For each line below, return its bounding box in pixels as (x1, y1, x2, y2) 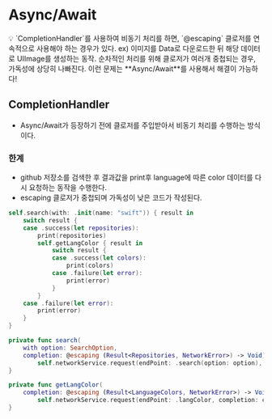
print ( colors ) (66, 261, 114, 270)
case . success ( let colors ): (51, 254, 147, 262)
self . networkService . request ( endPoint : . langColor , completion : (37, 396, 259, 404)
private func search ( (8, 336, 82, 345)
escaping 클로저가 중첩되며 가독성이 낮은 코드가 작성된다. (19, 193, 202, 203)
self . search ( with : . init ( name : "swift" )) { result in (8, 209, 194, 218)
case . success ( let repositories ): (23, 224, 139, 232)
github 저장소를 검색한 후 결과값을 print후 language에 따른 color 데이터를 (19, 172, 253, 183)
